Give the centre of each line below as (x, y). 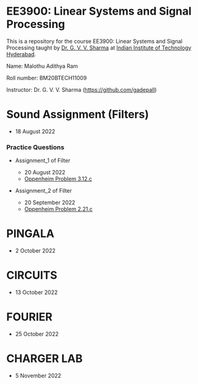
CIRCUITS (32, 275)
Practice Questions (35, 147)
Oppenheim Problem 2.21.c (58, 209)
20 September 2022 (50, 202)
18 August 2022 (35, 131)
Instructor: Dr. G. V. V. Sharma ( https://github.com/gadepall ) (82, 89)
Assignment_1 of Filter (42, 161)
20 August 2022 (45, 172)
